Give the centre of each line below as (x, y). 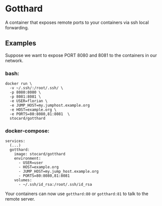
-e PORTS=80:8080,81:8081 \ (40, 114)
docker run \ (19, 84)
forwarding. (17, 27)
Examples (21, 43)
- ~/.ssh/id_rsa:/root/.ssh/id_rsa (55, 185)
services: (15, 141)
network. (14, 61)
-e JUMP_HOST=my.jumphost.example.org (50, 105)
